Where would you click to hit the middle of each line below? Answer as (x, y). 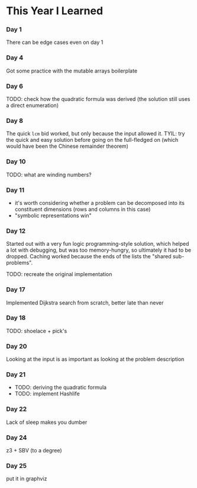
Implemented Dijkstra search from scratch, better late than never (85, 302)
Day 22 (17, 409)
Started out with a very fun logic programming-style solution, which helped (98, 244)
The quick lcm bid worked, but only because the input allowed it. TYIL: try (96, 134)
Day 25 (17, 465)
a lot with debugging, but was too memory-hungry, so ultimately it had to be (98, 250)
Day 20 (17, 346)
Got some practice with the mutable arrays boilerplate (72, 71)
